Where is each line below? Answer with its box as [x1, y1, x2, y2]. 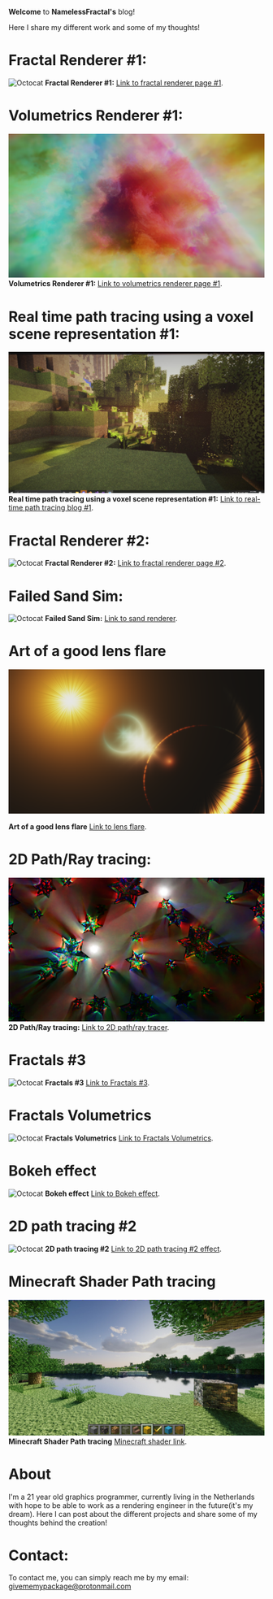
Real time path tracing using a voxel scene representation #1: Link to [8, 494, 244, 504]
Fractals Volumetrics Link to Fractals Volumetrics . [45, 1133, 214, 1143]
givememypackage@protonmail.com [8, 1581, 132, 1592]
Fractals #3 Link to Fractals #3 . [45, 1078, 150, 1088]
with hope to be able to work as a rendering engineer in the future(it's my [8, 1500, 253, 1510]
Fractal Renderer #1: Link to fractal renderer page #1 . [45, 77, 223, 88]
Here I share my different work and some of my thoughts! [8, 23, 201, 32]
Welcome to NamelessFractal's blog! [8, 7, 136, 16]
